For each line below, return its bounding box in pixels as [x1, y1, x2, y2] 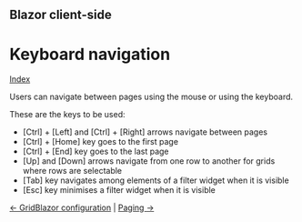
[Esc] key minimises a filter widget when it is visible [22, 185, 216, 196]
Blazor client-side [9, 7, 112, 23]
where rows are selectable [22, 166, 123, 177]
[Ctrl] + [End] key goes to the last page [22, 146, 169, 157]
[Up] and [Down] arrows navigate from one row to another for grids [22, 156, 276, 166]
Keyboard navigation [9, 44, 171, 65]
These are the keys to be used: [9, 109, 126, 120]
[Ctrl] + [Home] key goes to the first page [22, 136, 179, 147]
